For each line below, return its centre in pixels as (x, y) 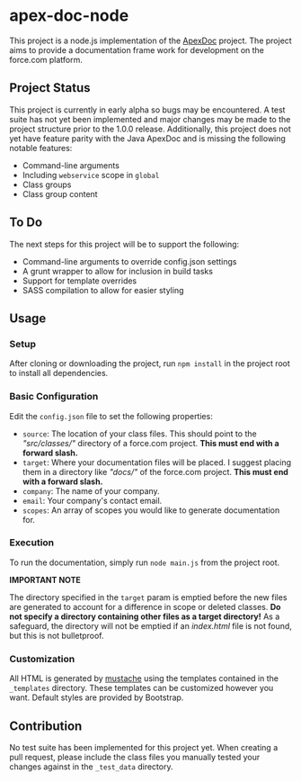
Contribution (46, 726)
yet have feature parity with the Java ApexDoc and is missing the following (147, 138)
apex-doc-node (69, 16)
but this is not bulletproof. (57, 635)
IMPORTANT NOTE (45, 579)
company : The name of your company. (91, 490)
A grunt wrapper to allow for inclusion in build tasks (118, 271)
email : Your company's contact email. (92, 500)
